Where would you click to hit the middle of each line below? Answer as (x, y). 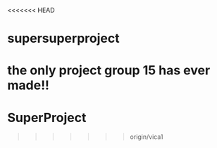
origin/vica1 (147, 137)
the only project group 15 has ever (109, 70)
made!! (29, 85)
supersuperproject (63, 39)
